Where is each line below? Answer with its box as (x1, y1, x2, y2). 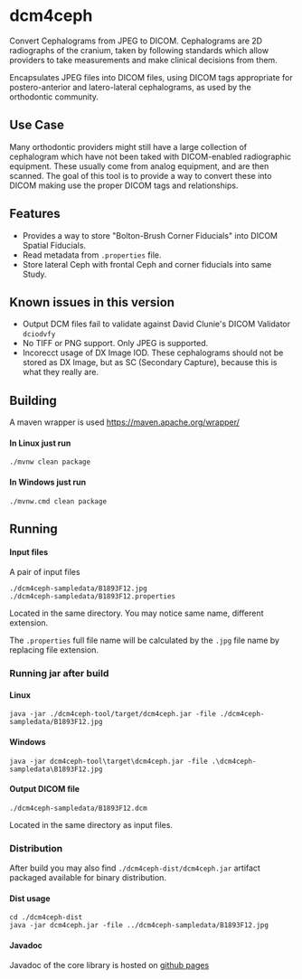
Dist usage (9, 892, 52, 904)
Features (9, 206, 61, 221)
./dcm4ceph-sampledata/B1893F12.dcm (9, 804, 147, 813)
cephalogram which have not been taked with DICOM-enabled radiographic (9, 151, 292, 162)
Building (9, 392, 57, 408)
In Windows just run (9, 476, 87, 487)
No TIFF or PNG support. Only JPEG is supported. (22, 338, 209, 349)
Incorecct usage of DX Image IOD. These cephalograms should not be (22, 347, 284, 358)
